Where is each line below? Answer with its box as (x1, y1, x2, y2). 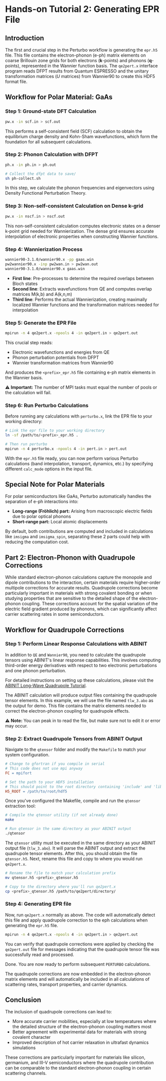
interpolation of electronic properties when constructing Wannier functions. (5, 233, 159, 239)
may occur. (5, 722, 28, 728)
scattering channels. (5, 1070, 47, 1076)
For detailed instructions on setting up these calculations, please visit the (5, 677, 154, 683)
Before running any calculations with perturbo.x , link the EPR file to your (5, 413, 153, 419)
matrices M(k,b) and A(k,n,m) (12, 291, 73, 297)
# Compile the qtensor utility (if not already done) (5, 813, 119, 818)
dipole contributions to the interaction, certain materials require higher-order (5, 579, 161, 585)
